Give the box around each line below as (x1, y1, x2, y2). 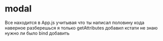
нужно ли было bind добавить (5, 30, 70, 36)
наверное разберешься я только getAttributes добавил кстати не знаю (5, 24, 158, 30)
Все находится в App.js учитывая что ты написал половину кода (5, 19, 145, 25)
